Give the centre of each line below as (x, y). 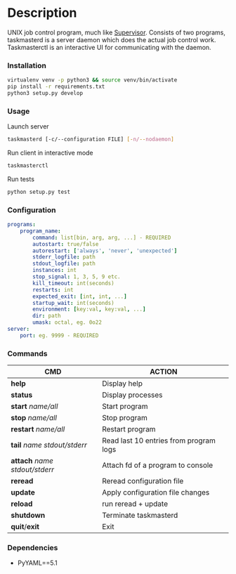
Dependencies (33, 548)
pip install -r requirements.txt (56, 87)
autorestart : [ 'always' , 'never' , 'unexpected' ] (105, 251)
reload (22, 504)
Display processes (132, 395)
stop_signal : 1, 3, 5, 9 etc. (77, 277)
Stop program (124, 418)
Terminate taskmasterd (140, 516)
